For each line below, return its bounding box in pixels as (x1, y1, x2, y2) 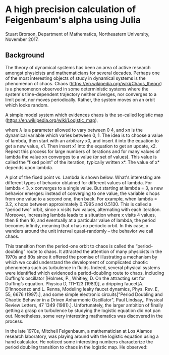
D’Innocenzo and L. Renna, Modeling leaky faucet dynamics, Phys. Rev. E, (5, 286, 159, 292)
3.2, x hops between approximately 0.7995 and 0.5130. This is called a (5, 201, 152, 207)
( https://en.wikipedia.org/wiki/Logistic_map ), (5, 117, 98, 123)
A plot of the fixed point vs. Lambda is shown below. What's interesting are (5, 174, 161, 180)
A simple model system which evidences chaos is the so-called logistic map (5, 112, 163, 118)
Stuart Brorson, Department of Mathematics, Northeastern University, (5, 31, 150, 37)
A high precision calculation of (5, 4, 136, 15)
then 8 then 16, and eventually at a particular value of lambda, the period (5, 217, 156, 223)
